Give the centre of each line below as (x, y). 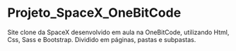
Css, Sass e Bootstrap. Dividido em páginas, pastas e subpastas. (102, 39)
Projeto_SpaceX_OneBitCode (94, 13)
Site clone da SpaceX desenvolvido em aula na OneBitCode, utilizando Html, (118, 32)
